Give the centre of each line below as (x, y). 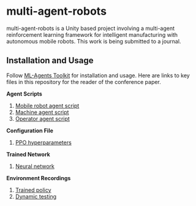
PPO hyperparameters (43, 142)
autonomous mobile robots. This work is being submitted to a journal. (94, 41)
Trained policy (33, 190)
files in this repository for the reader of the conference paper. (84, 82)
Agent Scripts (24, 94)
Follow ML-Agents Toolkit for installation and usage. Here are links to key (98, 75)
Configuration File (30, 131)
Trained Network (28, 154)
